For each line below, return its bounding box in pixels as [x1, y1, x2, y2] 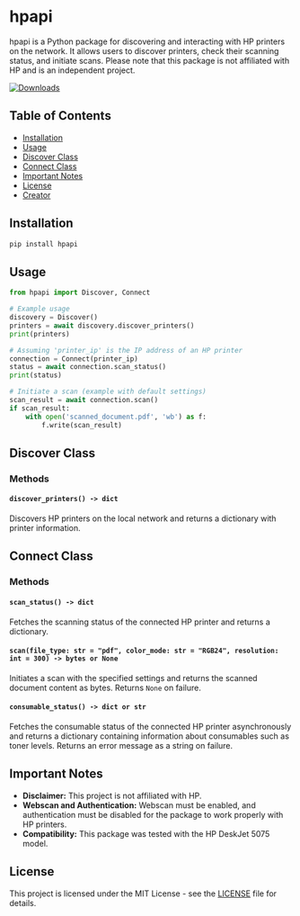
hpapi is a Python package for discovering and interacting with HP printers [9, 36, 286, 47]
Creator [22, 189, 51, 200]
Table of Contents [9, 108, 112, 123]
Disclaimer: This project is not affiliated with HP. [22, 790, 202, 801]
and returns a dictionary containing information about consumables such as [9, 731, 290, 741]
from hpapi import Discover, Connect [9, 288, 151, 298]
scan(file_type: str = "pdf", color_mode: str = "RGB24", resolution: [9, 646, 279, 656]
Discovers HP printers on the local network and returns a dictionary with [9, 513, 277, 524]
